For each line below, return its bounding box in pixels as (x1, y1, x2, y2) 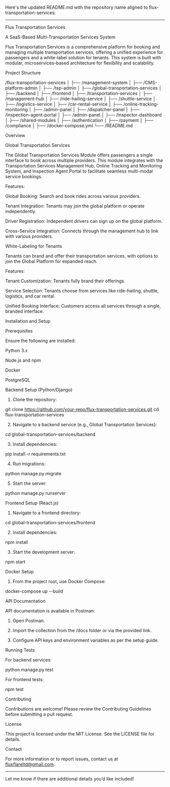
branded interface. (5, 308, 44, 314)
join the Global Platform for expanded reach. (5, 258, 98, 264)
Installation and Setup (5, 318, 51, 324)
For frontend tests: (5, 677, 44, 682)
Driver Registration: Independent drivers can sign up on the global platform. (5, 218, 163, 224)
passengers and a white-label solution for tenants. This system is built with (5, 55, 161, 60)
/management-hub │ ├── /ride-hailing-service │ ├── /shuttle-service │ (5, 96, 156, 102)
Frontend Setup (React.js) (5, 500, 59, 506)
